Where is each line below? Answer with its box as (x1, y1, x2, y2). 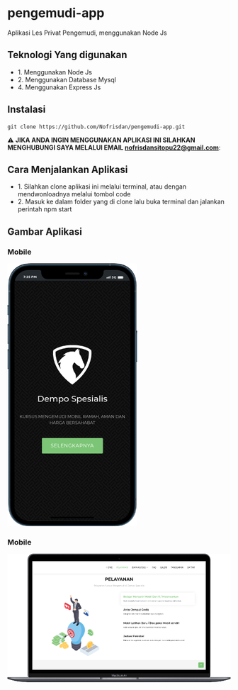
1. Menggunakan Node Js (17, 67, 92, 76)
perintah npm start (17, 205, 72, 213)
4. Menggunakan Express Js (17, 83, 101, 91)
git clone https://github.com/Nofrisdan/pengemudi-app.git (7, 123, 186, 130)
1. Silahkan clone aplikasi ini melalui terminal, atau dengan (17, 182, 186, 191)
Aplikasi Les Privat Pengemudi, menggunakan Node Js (7, 28, 168, 37)
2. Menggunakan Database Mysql (17, 75, 117, 84)
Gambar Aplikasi (7, 226, 83, 238)
